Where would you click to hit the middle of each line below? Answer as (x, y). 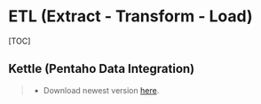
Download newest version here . (101, 90)
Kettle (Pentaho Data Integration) (102, 69)
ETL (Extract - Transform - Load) (130, 16)
